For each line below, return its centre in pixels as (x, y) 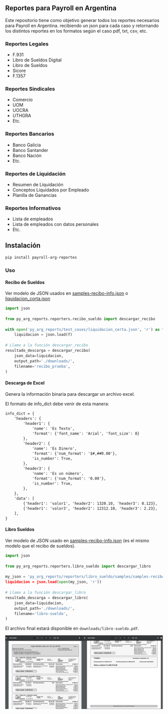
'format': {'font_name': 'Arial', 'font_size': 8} (86, 433)
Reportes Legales (27, 43)
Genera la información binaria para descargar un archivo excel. (70, 394)
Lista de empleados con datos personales (55, 224)
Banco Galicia (26, 145)
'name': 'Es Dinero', (54, 448)
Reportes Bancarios (30, 134)
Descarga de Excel (25, 383)
